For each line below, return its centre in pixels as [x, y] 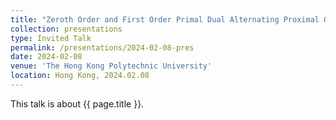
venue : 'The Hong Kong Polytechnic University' [111, 66]
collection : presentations [66, 29]
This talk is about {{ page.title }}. [77, 103]
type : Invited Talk [51, 38]
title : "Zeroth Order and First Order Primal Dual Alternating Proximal [165, 19]
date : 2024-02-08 [46, 57]
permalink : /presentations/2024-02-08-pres [102, 47]
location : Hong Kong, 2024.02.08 [80, 76]
